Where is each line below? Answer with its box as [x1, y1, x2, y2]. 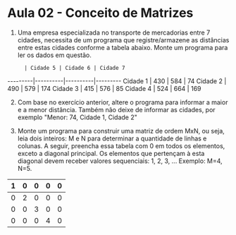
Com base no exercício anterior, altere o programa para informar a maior [17, 97, 228, 107]
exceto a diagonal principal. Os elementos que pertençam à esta [17, 149, 205, 157]
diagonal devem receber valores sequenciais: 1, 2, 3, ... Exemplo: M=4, [17, 157, 223, 165]
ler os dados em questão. [17, 51, 92, 59]
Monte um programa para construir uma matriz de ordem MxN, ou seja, [17, 126, 225, 135]
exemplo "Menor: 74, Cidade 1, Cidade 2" [17, 113, 137, 121]
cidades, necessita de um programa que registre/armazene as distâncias [17, 35, 230, 44]
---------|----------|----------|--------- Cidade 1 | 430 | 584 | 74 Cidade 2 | [7, 76, 227, 85]
